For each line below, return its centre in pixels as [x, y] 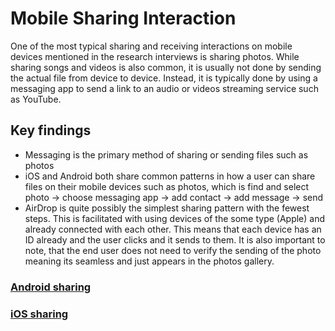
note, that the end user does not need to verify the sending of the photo [173, 250]
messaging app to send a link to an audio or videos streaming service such [164, 88]
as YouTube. [36, 99]
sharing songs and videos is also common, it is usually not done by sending [166, 67]
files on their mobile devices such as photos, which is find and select [167, 186]
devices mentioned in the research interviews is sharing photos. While [155, 56]
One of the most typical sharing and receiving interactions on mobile [151, 46]
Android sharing [51, 287]
